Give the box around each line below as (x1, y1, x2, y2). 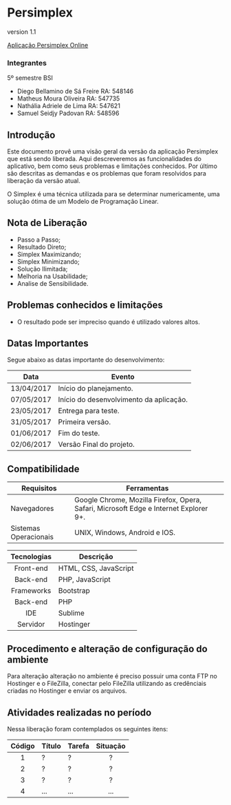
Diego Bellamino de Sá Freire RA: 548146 (16, 87, 134, 96)
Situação (96, 741, 126, 751)
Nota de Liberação (7, 217, 87, 229)
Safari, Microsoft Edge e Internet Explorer (74, 504, 208, 514)
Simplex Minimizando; (16, 257, 80, 266)
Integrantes (7, 58, 47, 67)
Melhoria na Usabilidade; (16, 272, 88, 280)
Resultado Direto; (16, 242, 67, 251)
